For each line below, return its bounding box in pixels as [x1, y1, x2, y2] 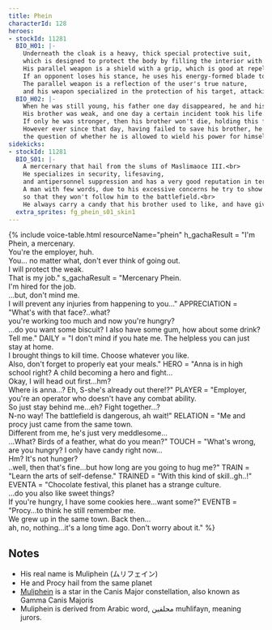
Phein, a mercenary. [8, 238, 75, 248]
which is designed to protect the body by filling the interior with [23, 58, 263, 66]
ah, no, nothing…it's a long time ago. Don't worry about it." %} [8, 523, 216, 533]
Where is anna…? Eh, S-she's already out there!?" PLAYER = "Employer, [8, 385, 247, 395]
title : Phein [8, 11, 53, 20]
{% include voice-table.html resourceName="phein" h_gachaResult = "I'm [8, 230, 255, 240]
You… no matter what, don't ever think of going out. [8, 256, 181, 266]
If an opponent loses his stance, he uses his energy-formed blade [23, 72, 255, 80]
